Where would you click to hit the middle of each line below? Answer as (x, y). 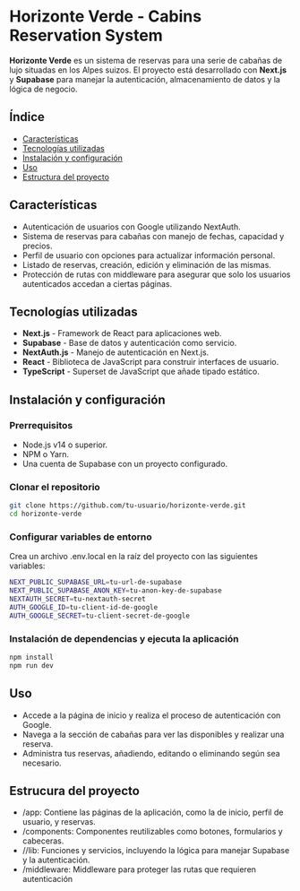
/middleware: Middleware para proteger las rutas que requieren (139, 869)
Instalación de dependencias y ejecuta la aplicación (124, 638)
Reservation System (86, 35)
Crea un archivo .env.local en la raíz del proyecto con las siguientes (133, 557)
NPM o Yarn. (46, 454)
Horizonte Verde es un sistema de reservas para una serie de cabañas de (146, 60)
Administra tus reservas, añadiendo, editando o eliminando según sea (151, 753)
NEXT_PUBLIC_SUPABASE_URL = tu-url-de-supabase (95, 583)
